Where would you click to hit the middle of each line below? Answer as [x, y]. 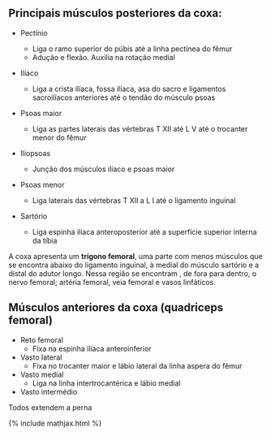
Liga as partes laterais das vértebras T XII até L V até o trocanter [140, 128]
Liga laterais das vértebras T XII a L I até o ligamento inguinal [134, 200]
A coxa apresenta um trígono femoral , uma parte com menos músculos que [135, 256]
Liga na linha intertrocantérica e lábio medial [106, 383]
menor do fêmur [59, 137]
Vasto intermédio [49, 391]
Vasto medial [42, 374]
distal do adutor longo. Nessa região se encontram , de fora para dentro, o [133, 273]
